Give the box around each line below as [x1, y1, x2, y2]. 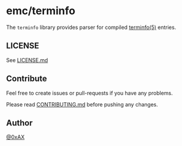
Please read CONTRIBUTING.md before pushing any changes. [6, 100, 158, 108]
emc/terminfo [6, 4, 76, 18]
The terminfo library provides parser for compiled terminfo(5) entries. [6, 24, 177, 31]
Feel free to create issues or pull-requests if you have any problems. [6, 89, 173, 96]
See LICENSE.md [6, 56, 49, 63]
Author [6, 118, 33, 128]
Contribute [6, 74, 47, 84]
